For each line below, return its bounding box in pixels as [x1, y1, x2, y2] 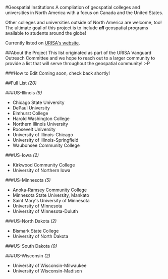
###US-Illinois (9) [5, 90, 42, 95]
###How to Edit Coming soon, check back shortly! [5, 70, 110, 76]
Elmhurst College [12, 110, 48, 116]
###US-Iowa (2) [5, 152, 39, 158]
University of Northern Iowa [12, 168, 71, 173]
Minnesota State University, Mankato [12, 192, 89, 198]
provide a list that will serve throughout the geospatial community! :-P [5, 61, 150, 66]
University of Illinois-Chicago [12, 132, 73, 138]
